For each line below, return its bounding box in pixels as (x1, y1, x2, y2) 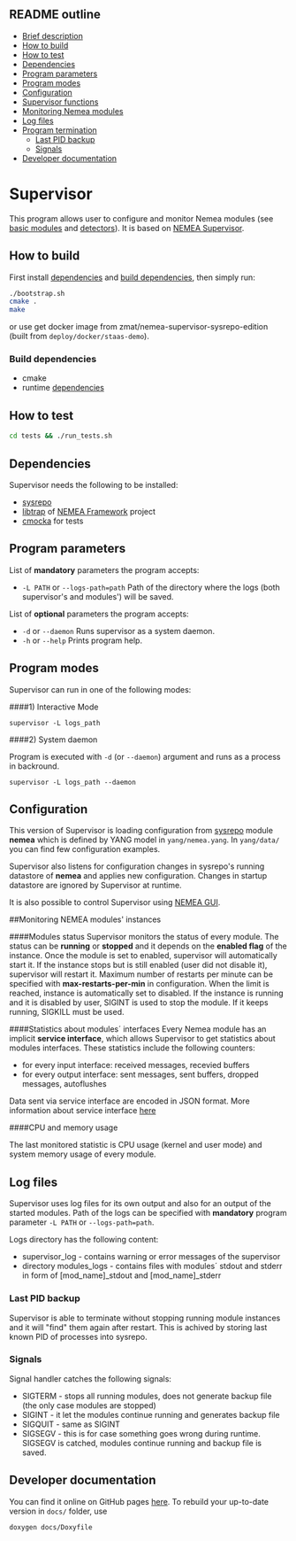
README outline (9, 7, 102, 22)
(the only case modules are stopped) (21, 1399, 156, 1411)
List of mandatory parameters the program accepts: (9, 564, 200, 575)
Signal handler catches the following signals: (9, 1373, 172, 1384)
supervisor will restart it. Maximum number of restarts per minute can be (9, 969, 274, 980)
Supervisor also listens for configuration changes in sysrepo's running (9, 861, 265, 871)
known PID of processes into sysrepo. (9, 1331, 148, 1342)
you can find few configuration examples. (9, 844, 161, 855)
